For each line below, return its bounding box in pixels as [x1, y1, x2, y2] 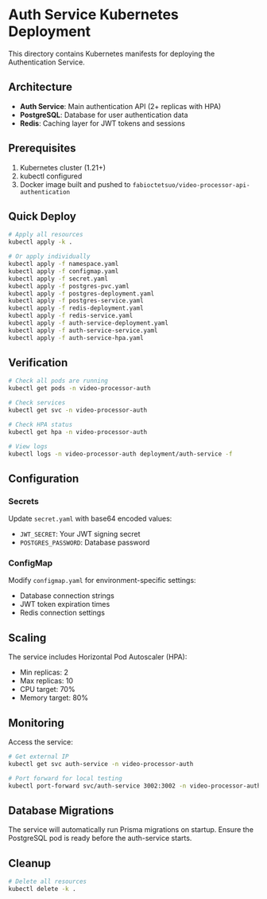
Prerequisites [8, 142, 76, 155]
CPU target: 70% [19, 685, 75, 694]
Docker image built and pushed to [19, 179, 131, 189]
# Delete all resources [8, 878, 87, 885]
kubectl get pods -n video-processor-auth [8, 385, 151, 393]
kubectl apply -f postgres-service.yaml [8, 297, 145, 305]
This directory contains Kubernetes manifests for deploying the [8, 49, 215, 58]
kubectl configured [19, 171, 83, 181]
